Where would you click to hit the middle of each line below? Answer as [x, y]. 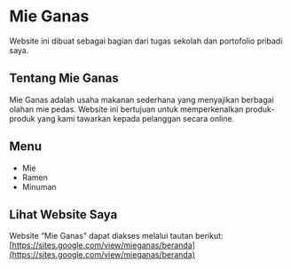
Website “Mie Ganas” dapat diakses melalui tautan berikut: [116, 236]
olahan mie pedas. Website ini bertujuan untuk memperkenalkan [126, 109]
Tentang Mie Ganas [64, 79]
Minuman [39, 186]
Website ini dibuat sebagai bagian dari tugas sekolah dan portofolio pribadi [146, 41]
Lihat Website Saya [63, 214]
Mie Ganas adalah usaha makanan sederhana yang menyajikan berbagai [142, 99]
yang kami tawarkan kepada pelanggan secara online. [136, 118]
